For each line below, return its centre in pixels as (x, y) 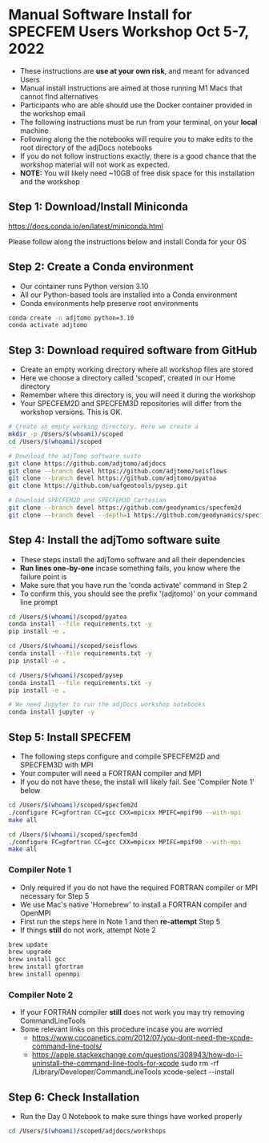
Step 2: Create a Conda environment (101, 267)
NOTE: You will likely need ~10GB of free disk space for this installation (137, 173)
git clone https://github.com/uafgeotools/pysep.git (98, 486)
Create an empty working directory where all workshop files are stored (137, 369)
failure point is (43, 576)
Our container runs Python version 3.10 (84, 286)
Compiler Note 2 (41, 995)
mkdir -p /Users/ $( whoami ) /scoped (66, 434)
